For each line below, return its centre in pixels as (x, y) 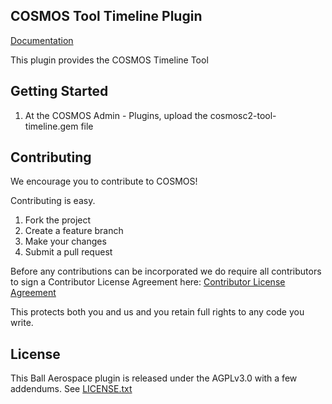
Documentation (42, 40)
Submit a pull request (68, 252)
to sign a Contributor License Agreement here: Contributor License (148, 282)
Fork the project (58, 220)
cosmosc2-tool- (243, 115)
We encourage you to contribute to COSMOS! (104, 181)
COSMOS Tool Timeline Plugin (106, 16)
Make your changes (65, 241)
